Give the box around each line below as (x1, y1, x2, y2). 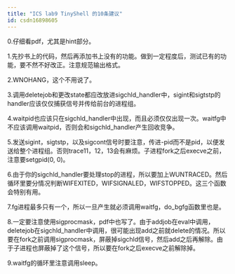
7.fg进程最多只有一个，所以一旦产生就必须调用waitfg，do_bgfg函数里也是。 (7, 203, 226, 211)
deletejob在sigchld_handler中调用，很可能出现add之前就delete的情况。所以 (7, 226, 226, 235)
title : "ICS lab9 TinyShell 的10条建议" (7, 10, 123, 18)
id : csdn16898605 (7, 17, 58, 24)
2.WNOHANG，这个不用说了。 (7, 75, 96, 84)
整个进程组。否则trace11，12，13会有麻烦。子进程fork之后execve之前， (19, 146, 226, 155)
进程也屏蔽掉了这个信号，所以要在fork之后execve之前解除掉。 (19, 243, 200, 252)
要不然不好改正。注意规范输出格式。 (19, 60, 124, 69)
